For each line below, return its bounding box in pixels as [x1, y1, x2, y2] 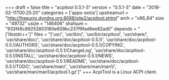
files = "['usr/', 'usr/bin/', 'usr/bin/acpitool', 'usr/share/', [34, 31, 148, 37]
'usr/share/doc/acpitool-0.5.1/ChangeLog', [5, 48, 94, 53]
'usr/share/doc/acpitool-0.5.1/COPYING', [40, 42, 125, 48]
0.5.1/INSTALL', [5, 53, 36, 59]
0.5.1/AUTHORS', [5, 42, 40, 48]
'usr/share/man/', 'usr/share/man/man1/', [32, 63, 117, 69]
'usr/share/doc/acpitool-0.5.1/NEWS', [37, 53, 114, 59]
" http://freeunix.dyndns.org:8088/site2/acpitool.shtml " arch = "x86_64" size [5, 15, 164, 21]
